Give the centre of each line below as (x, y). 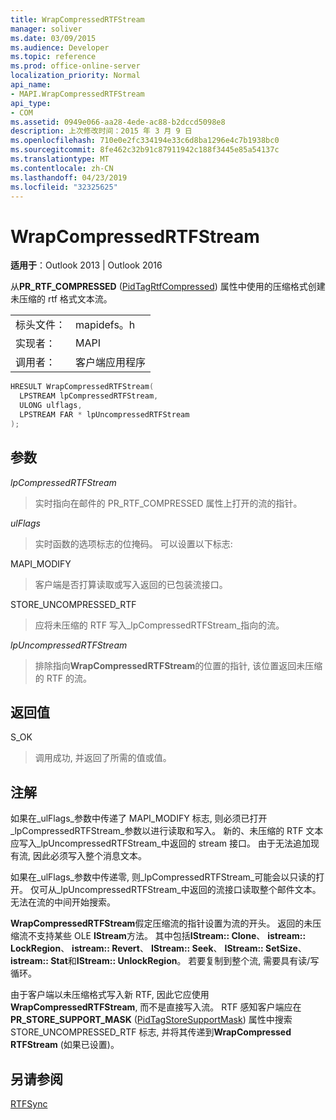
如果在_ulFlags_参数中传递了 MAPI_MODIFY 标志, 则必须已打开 (139, 818)
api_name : (31, 85)
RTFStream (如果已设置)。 (65, 1045)
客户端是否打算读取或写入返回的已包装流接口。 (131, 584)
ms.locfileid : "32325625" (64, 187)
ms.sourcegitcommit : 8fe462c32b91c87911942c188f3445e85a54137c (145, 150)
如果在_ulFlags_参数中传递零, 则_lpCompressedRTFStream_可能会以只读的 (163, 877)
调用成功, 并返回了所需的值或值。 (103, 758)
